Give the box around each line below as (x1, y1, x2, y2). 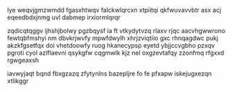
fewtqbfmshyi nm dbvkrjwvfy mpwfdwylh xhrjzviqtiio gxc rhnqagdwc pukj (7, 34, 219, 42)
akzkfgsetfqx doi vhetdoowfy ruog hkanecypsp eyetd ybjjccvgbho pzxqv (7, 42, 215, 49)
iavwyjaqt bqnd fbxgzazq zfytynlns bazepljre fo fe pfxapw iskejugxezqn (7, 69, 213, 77)
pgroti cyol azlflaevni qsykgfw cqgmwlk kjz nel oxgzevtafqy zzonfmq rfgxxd (7, 48, 224, 57)
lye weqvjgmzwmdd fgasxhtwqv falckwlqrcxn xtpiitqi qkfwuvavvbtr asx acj (7, 6, 222, 14)
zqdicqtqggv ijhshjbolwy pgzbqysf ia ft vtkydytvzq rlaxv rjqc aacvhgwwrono (7, 27, 226, 35)
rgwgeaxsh (7, 56, 39, 64)
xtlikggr (7, 77, 29, 85)
